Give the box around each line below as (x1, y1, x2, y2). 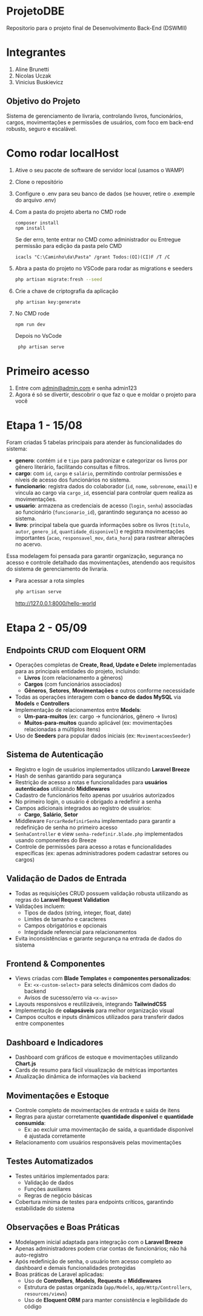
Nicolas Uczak (15, 72, 52, 79)
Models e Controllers (15, 700, 70, 707)
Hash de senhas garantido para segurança (15, 772, 122, 779)
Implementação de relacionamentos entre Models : (15, 707, 142, 713)
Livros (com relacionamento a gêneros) (24, 674, 123, 681)
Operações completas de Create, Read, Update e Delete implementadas (15, 661, 197, 668)
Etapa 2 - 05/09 (6, 621, 87, 635)
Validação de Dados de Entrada (6, 873, 127, 884)
